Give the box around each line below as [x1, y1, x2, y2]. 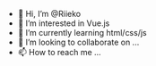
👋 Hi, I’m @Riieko [17, 9, 82, 19]
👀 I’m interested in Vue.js [17, 18, 110, 29]
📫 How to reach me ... [17, 47, 101, 57]
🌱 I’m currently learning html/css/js [17, 28, 147, 37]
